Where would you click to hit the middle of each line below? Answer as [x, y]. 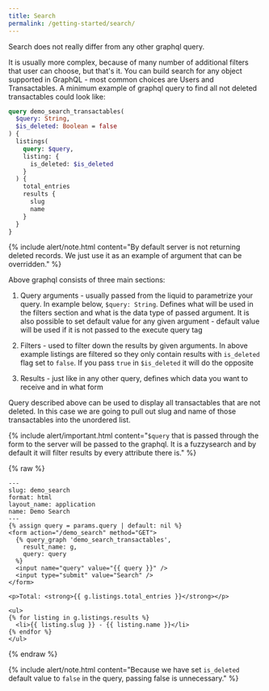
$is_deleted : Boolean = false [66, 126]
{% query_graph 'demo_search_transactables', [94, 540]
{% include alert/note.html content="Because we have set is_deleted [124, 670]
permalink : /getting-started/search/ [72, 23]
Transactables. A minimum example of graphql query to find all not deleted [132, 88]
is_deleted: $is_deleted [71, 164]
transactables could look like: [57, 96]
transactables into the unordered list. [69, 420]
